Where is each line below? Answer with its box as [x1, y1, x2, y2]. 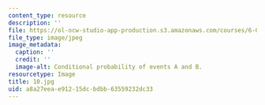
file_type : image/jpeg [8, 33, 83, 42]
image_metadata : [8, 41, 62, 49]
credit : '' [15, 56, 51, 64]
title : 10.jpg [8, 77, 55, 85]
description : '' [8, 19, 62, 27]
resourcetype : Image [8, 70, 77, 78]
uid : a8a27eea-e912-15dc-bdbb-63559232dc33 [8, 84, 154, 93]
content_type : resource [8, 11, 87, 20]
